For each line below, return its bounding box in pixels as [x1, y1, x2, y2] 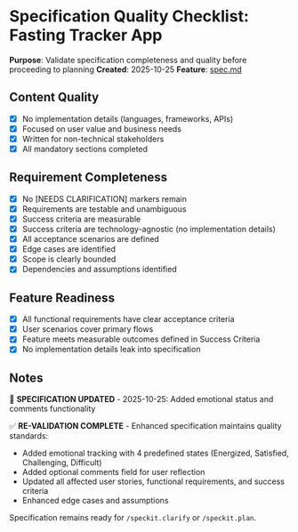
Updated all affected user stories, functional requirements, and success [21, 476, 285, 487]
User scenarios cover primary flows [21, 324, 154, 335]
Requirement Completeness [9, 170, 168, 185]
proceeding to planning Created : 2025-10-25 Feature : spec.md [9, 64, 242, 75]
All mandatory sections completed [21, 143, 149, 154]
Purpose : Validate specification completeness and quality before [9, 54, 247, 65]
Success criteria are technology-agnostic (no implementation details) [21, 224, 276, 234]
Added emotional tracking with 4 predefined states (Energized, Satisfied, [21, 447, 289, 459]
